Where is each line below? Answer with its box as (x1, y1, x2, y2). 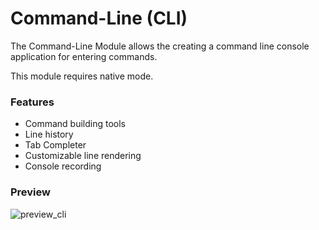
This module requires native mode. (10, 70, 154, 82)
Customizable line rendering (24, 150, 142, 162)
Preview (10, 185, 51, 199)
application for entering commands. (10, 50, 158, 62)
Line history (24, 128, 74, 141)
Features (10, 95, 55, 109)
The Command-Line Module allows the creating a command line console (10, 40, 310, 52)
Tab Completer (24, 139, 87, 151)
